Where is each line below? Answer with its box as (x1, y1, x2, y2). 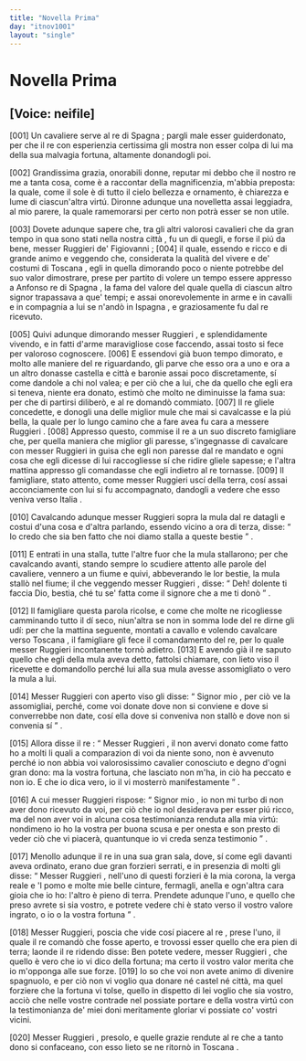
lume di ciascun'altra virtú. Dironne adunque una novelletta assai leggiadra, (9, 196, 293, 207)
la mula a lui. (9, 674, 57, 684)
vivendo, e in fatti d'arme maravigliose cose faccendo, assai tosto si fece (9, 339, 284, 350)
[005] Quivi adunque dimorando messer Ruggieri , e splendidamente (9, 329, 268, 340)
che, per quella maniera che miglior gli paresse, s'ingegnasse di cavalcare (9, 436, 289, 447)
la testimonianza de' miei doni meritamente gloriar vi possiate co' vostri (9, 1004, 278, 1015)
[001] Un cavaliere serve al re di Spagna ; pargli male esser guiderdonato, (9, 130, 286, 142)
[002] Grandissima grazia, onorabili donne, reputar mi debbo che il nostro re (9, 167, 297, 178)
